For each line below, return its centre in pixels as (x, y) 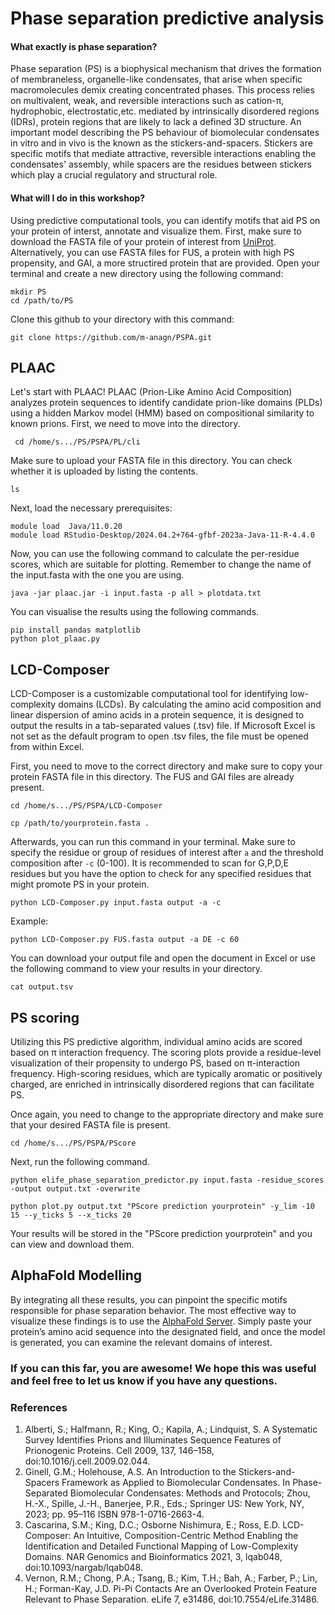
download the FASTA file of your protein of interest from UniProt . (143, 241)
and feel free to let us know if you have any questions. (144, 1380)
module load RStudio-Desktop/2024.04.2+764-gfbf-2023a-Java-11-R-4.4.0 (162, 535)
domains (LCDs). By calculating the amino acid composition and (190, 704)
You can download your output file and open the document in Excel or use (163, 958)
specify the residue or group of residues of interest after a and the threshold (167, 853)
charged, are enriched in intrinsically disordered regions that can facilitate (162, 1084)
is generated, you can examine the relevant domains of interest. (141, 1342)
